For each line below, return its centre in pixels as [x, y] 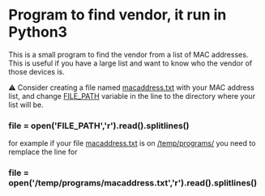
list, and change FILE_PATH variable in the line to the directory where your [132, 96]
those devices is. [36, 71]
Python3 [38, 32]
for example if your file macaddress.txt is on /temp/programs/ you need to [132, 143]
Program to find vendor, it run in [118, 15]
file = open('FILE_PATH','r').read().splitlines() [99, 126]
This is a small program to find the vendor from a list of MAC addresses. [128, 54]
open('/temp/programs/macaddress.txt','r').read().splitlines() [133, 183]
